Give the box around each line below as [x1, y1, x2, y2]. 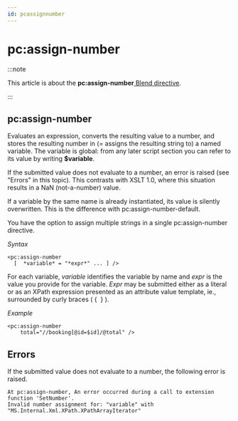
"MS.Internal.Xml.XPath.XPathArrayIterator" [7, 407, 141, 415]
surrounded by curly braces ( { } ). [7, 295, 109, 303]
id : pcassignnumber [7, 10, 65, 18]
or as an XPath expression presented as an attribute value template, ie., [7, 288, 217, 296]
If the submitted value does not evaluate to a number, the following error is [7, 368, 226, 376]
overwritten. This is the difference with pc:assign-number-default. [7, 204, 201, 214]
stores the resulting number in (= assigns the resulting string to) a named [7, 140, 222, 148]
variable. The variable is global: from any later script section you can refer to [7, 147, 231, 155]
